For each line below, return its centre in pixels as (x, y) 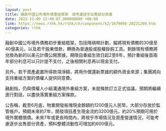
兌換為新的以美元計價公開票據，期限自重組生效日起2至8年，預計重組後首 (79, 55)
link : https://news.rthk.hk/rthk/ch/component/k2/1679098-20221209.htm (80, 23)
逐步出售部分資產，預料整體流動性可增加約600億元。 (63, 124)
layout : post (19, 10)
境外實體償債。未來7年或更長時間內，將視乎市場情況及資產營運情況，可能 (80, 118)
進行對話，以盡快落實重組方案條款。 (42, 95)
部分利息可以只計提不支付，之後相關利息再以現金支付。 (65, 61)
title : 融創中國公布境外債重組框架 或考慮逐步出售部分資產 (59, 14)
